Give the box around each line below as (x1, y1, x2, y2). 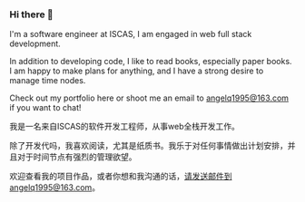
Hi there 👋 (9, 8, 54, 21)
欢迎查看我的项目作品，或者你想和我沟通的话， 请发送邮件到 (9, 171, 232, 182)
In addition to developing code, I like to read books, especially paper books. (9, 56, 292, 67)
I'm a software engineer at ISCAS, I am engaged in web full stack (9, 29, 252, 40)
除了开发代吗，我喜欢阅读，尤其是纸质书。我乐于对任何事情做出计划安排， (9, 140, 288, 151)
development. (9, 38, 61, 49)
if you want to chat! (9, 102, 82, 113)
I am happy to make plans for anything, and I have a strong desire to (9, 65, 264, 76)
